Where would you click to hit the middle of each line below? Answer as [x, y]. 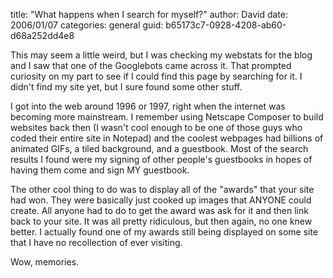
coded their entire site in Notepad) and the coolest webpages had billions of [167, 138]
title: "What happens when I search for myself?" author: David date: [149, 14]
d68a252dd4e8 [42, 35]
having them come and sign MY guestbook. [100, 170]
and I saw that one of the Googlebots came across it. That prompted [151, 65]
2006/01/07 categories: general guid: [87, 25]
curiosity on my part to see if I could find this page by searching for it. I [156, 76]
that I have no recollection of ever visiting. [96, 242]
